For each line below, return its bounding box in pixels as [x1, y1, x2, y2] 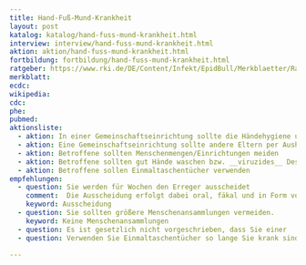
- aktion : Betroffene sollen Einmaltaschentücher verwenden [17, 166, 250, 175]
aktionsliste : [9, 124, 64, 133]
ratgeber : [9, 65, 47, 74]
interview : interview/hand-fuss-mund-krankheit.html [9, 38, 214, 48]
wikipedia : [9, 89, 51, 98]
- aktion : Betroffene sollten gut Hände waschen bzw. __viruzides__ [17, 157, 283, 167]
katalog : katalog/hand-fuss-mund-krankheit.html [9, 30, 198, 39]
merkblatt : [9, 73, 51, 82]
